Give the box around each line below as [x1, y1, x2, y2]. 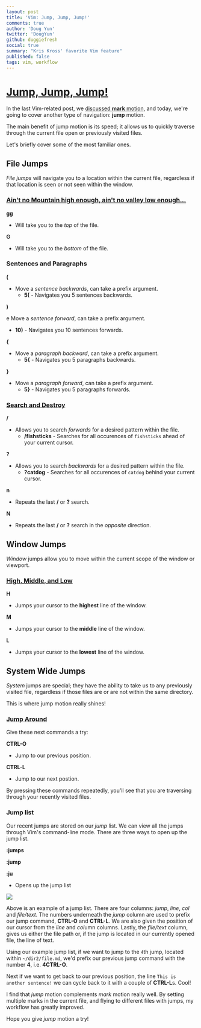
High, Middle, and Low [6, 576, 73, 584]
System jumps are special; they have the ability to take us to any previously [6, 682, 193, 689]
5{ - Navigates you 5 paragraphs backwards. [23, 356, 136, 363]
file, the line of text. [6, 937, 54, 944]
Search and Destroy [6, 401, 66, 409]
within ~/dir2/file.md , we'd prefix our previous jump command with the [6, 955, 185, 962]
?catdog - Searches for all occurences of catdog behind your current [23, 469, 195, 476]
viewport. [6, 561, 30, 569]
